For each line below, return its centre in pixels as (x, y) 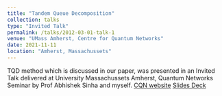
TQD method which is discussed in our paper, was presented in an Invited (111, 70)
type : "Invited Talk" (38, 26)
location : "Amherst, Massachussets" (59, 52)
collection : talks (33, 20)
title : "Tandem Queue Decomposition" (61, 13)
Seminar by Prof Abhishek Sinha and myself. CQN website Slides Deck (107, 85)
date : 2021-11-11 (32, 45)
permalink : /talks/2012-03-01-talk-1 (61, 32)
